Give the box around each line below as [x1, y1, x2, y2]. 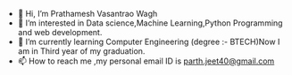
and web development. [17, 27, 103, 37]
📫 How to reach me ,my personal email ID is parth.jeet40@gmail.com [17, 56, 275, 66]
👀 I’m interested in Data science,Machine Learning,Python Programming [17, 18, 283, 28]
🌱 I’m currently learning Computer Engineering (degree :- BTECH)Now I [17, 36, 280, 47]
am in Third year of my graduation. [17, 46, 146, 56]
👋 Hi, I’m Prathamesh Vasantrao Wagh [17, 9, 158, 19]
